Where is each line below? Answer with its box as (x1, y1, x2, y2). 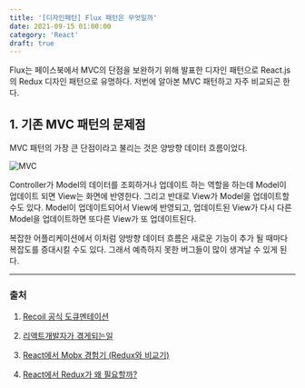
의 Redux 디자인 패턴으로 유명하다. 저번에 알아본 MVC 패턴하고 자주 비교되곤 (9, 76, 281, 87)
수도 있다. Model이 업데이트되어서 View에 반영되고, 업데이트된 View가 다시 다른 (9, 202, 292, 214)
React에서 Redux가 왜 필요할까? (22, 369, 138, 380)
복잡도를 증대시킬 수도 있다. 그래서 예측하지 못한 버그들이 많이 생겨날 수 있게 (9, 244, 279, 255)
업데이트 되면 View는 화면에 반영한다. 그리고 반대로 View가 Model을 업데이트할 (9, 191, 290, 202)
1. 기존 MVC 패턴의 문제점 (9, 116, 146, 132)
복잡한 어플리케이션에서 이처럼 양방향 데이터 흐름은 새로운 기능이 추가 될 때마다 (9, 233, 289, 244)
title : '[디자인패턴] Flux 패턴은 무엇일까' (9, 13, 158, 23)
